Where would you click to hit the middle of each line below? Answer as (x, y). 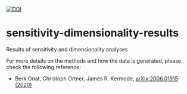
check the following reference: (44, 67)
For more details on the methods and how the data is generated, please (94, 61)
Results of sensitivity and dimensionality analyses (67, 49)
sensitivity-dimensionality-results (93, 33)
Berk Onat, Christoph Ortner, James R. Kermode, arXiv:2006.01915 (96, 78)
